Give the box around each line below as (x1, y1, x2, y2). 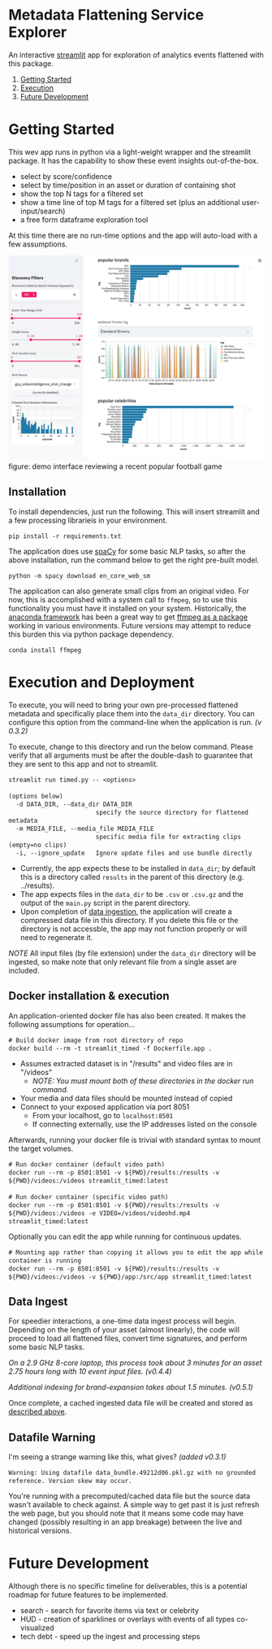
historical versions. (8, 1526, 71, 1536)
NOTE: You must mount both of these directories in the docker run (32, 1076, 254, 1086)
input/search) (19, 206, 66, 216)
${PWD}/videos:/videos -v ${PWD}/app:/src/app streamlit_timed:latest (8, 1272, 253, 1281)
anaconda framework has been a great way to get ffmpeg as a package (8, 612, 248, 622)
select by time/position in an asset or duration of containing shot (19, 180, 236, 190)
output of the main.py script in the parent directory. (19, 898, 191, 908)
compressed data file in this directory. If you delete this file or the (19, 915, 239, 925)
